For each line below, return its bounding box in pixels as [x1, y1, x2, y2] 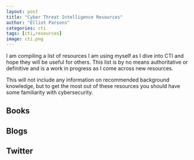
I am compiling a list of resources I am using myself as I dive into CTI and [6, 53, 184, 59]
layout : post [6, 8, 38, 15]
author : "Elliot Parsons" [6, 19, 70, 25]
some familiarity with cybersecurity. [6, 89, 93, 96]
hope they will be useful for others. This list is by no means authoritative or [6, 58, 188, 66]
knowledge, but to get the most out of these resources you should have [6, 83, 180, 89]
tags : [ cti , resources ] [6, 31, 62, 37]
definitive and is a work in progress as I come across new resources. [6, 65, 173, 71]
